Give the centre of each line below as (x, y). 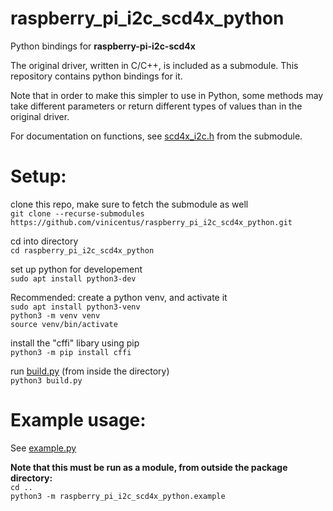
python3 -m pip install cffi (71, 352)
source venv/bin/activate (64, 324)
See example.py (43, 448)
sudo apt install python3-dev (73, 278)
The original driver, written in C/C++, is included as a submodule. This (154, 65)
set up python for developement (76, 269)
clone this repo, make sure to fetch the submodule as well (129, 204)
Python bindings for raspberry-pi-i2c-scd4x (103, 46)
